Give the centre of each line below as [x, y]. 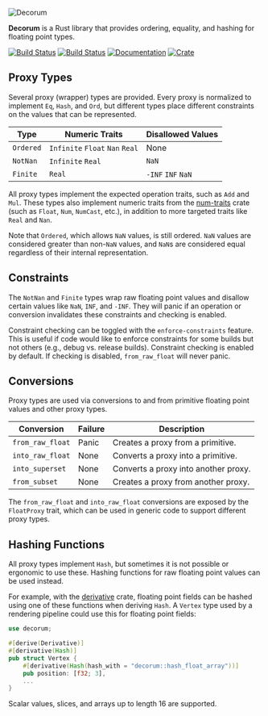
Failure [91, 429]
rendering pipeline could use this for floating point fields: [102, 614]
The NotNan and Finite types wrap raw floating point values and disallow [129, 297]
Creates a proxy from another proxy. [181, 482]
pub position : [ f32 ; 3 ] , [64, 673]
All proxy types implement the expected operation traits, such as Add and [129, 194]
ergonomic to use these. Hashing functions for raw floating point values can [134, 572]
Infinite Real [75, 161]
